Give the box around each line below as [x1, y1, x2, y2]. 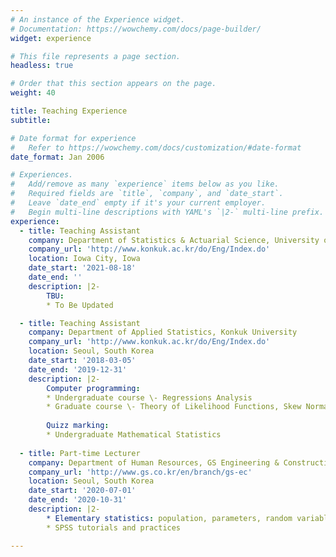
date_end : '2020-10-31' [28, 495, 128, 505]
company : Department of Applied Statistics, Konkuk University [28, 327, 298, 338]
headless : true [10, 61, 74, 71]
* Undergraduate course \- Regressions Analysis [46, 392, 253, 403]
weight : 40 [10, 88, 56, 98]
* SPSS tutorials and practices [46, 522, 182, 533]
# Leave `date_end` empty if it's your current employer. [10, 198, 267, 208]
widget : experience [10, 33, 92, 43]
